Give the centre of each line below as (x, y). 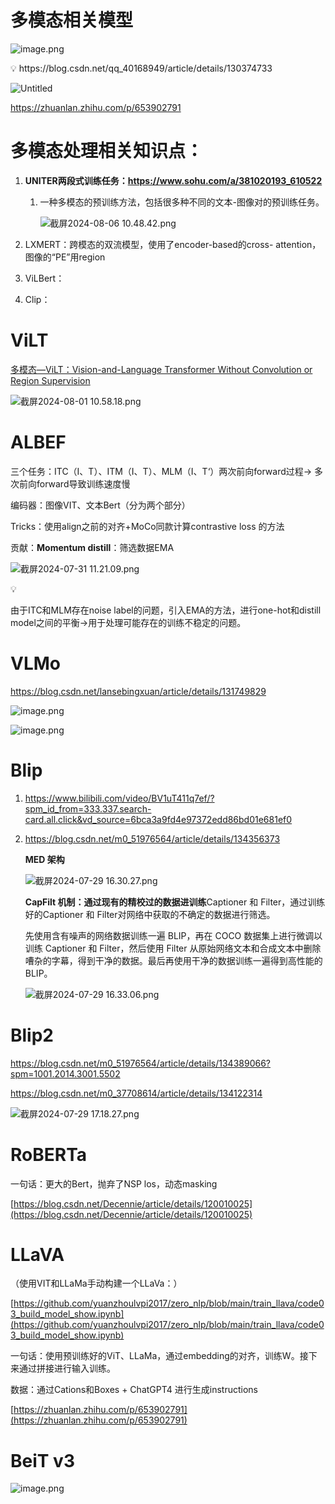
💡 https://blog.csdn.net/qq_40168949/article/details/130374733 (141, 68)
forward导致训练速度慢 (83, 483)
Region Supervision (50, 380)
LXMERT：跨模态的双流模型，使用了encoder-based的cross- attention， (173, 244)
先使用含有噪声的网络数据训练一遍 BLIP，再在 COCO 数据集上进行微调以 (173, 935)
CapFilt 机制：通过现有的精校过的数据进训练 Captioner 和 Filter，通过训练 (175, 902)
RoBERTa (49, 1154)
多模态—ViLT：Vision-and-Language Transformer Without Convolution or (161, 369)
